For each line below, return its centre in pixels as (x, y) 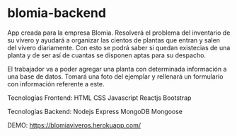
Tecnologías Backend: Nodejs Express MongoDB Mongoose (95, 111)
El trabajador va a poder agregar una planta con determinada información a (117, 69)
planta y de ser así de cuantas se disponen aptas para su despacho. (107, 55)
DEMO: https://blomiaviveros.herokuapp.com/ (74, 125)
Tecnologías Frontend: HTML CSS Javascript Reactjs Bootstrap (99, 98)
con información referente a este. (56, 84)
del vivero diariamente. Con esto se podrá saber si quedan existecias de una (119, 47)
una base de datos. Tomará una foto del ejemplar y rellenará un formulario (115, 76)
